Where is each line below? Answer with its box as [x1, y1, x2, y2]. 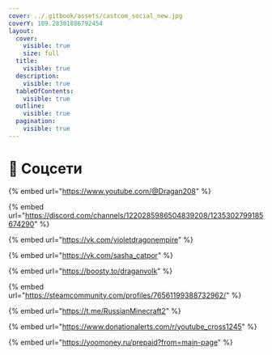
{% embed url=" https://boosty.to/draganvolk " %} [8, 266, 173, 276]
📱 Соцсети [8, 159, 83, 178]
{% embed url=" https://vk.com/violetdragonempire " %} [8, 235, 194, 244]
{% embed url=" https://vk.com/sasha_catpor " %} [8, 250, 174, 260]
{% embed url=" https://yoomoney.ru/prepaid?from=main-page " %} [8, 337, 233, 347]
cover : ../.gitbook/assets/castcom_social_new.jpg [8, 11, 183, 20]
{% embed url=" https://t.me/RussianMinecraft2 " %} [8, 306, 182, 315]
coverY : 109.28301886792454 [8, 19, 104, 27]
